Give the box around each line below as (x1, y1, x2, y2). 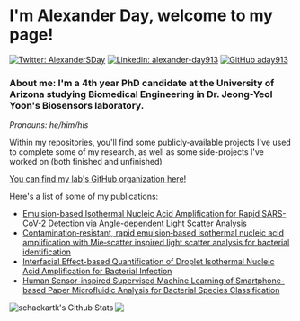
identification (22, 246, 72, 257)
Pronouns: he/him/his (9, 120, 89, 130)
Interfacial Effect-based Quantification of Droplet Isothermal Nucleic (22, 256, 275, 267)
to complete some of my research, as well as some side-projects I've (9, 147, 265, 157)
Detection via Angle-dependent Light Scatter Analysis (48, 218, 247, 229)
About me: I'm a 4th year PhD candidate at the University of (9, 76, 275, 89)
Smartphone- (234, 275, 286, 286)
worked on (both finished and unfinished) (9, 156, 163, 167)
